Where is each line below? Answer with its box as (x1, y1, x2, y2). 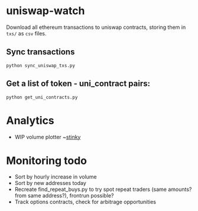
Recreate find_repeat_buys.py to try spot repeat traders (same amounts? (14, 186, 192, 193)
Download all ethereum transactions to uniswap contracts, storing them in (6, 24, 186, 31)
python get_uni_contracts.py (6, 94, 78, 100)
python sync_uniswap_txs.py (6, 62, 76, 68)
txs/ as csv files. (6, 29, 47, 37)
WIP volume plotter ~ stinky (14, 133, 81, 140)
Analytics (6, 114, 54, 127)
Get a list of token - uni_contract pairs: (6, 78, 151, 89)
